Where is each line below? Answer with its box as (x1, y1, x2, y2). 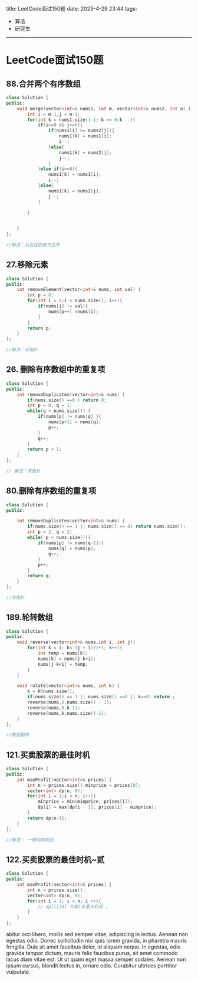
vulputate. (6, 969, 31, 975)
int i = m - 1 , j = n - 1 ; (27, 111, 81, 117)
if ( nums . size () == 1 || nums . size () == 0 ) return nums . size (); (27, 524, 186, 529)
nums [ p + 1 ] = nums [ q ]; (48, 419, 101, 425)
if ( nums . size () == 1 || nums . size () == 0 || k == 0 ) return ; (27, 694, 176, 700)
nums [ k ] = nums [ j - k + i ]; (37, 656, 96, 662)
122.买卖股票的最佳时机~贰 (6, 855, 105, 865)
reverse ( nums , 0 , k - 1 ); (27, 705, 81, 711)
